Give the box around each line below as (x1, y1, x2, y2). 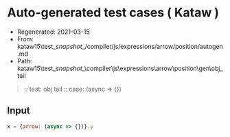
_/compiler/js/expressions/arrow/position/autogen (82, 42, 223, 50)
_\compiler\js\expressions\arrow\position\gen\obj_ (82, 64, 223, 72)
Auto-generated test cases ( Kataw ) (7, 5, 220, 21)
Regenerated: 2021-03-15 (16, 28, 91, 36)
